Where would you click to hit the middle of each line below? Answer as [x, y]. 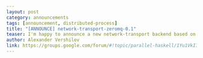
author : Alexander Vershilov [43, 40]
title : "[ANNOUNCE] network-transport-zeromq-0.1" [71, 29]
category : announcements [37, 18]
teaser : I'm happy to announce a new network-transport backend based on [101, 34]
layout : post [23, 12]
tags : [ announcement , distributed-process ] [62, 23]
